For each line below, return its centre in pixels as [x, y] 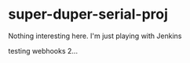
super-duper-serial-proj [88, 14]
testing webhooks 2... [43, 51]
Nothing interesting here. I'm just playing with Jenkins [95, 36]
